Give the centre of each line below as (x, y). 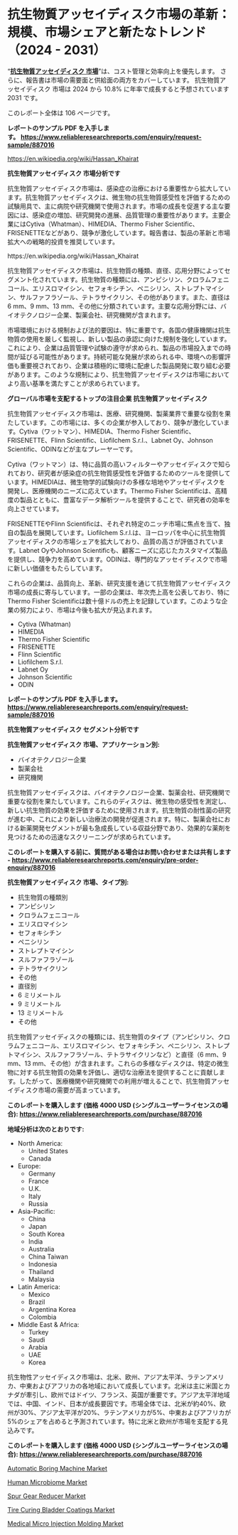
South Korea (47, 1234)
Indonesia (43, 1264)
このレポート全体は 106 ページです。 (61, 113)
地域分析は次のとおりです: (46, 1129)
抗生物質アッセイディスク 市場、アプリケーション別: (83, 744)
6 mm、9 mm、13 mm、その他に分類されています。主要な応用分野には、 (114, 306)
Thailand (41, 1271)
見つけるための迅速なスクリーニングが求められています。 (91, 836)
